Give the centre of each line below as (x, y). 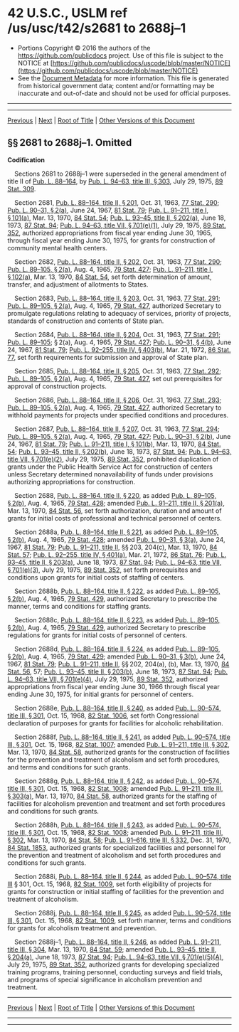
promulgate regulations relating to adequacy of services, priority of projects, (119, 313)
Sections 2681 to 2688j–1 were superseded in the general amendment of (120, 174)
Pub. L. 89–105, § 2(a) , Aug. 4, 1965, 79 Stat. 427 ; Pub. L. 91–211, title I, (110, 269)
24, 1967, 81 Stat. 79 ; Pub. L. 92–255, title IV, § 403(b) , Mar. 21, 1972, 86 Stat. (119, 349)
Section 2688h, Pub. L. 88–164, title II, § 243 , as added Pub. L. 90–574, (117, 825)
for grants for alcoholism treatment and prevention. (82, 928)
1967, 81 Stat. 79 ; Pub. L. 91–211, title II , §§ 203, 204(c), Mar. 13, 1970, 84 (112, 547)
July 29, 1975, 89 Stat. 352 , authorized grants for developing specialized (113, 964)
